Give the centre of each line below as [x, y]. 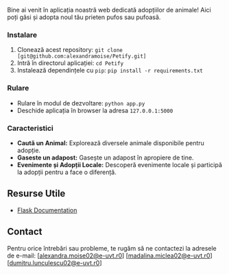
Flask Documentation [47, 210]
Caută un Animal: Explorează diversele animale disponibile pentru [110, 142]
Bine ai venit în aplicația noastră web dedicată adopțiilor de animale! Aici [109, 10]
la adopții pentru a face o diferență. [67, 172]
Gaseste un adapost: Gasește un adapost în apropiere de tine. [105, 158]
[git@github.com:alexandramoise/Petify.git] [82, 57]
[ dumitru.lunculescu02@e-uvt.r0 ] [55, 262]
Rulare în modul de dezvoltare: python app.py [81, 103]
